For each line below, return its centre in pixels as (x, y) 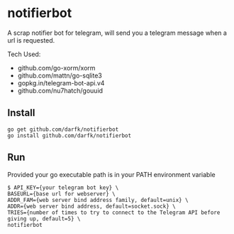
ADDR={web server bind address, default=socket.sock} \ (91, 206)
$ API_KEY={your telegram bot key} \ (63, 187)
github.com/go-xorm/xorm (56, 68)
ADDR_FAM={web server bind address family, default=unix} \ (98, 200)
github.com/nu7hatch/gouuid (60, 90)
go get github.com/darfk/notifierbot (63, 129)
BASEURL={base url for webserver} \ (61, 193)
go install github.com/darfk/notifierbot (69, 135)
